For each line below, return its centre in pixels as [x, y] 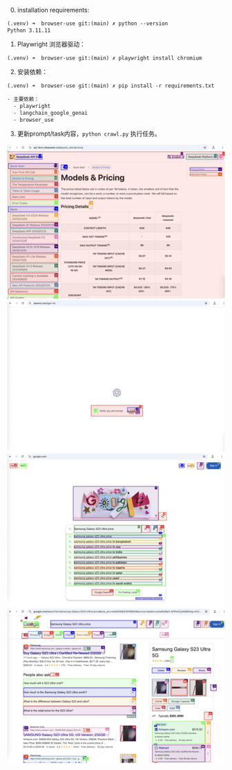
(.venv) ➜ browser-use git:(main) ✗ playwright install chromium [105, 58]
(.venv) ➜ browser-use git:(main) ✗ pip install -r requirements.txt [111, 86]
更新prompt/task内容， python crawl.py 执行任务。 [89, 134]
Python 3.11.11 [29, 30]
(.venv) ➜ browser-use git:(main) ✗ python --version [88, 24]
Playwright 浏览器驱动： [51, 44]
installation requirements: [53, 10]
